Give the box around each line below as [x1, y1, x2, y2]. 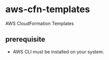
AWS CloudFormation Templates [5, 20, 74, 26]
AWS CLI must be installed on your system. [12, 48, 104, 54]
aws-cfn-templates [5, 4, 90, 15]
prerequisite [5, 35, 45, 44]
